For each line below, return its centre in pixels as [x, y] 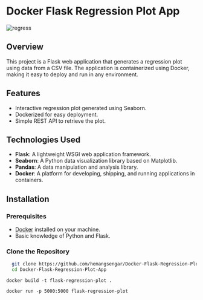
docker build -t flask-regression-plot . [59, 281]
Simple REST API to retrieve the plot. [60, 121]
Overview [25, 47]
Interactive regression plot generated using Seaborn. [81, 108]
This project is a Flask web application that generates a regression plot [94, 61]
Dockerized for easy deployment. [56, 114]
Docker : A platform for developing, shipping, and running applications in [105, 174]
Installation [28, 199]
